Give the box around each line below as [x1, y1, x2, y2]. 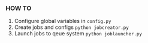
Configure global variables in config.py [14, 18, 111, 25]
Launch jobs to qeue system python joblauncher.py [14, 30, 142, 37]
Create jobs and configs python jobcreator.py [14, 24, 129, 31]
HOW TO [5, 4, 32, 12]
